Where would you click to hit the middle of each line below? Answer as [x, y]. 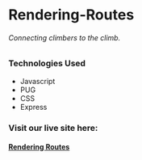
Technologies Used [47, 64]
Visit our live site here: [53, 128]
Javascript [38, 81]
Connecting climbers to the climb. [65, 37]
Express [33, 107]
